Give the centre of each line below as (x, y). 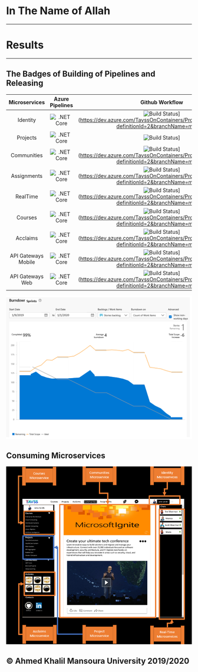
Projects (27, 138)
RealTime (27, 197)
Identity (27, 120)
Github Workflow (162, 102)
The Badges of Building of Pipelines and (81, 74)
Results (25, 45)
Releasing (25, 83)
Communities (27, 155)
